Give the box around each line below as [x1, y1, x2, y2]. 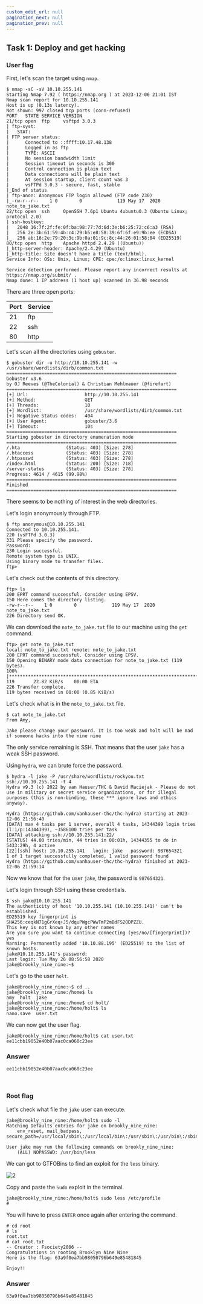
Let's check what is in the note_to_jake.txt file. [6, 700, 126, 708]
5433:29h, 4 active [6, 843, 56, 849]
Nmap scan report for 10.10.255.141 [6, 97, 98, 103]
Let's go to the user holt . [6, 972, 69, 980]
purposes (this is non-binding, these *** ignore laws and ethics [6, 795, 177, 801]
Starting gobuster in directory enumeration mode [6, 434, 134, 441]
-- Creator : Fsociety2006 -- [6, 1244, 83, 1250]
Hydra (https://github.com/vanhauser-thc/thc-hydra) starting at [6, 811, 174, 817]
